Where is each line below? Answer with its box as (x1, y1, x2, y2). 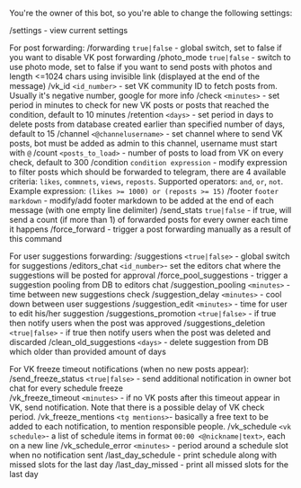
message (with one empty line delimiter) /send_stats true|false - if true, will (9, 205, 292, 215)
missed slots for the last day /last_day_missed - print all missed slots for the (9, 459, 289, 470)
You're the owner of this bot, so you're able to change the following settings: (9, 8, 293, 18)
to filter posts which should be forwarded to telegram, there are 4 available (9, 166, 287, 177)
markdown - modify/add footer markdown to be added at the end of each (9, 195, 274, 206)
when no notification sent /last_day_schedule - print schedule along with (9, 449, 277, 460)
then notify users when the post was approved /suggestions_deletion (9, 318, 266, 328)
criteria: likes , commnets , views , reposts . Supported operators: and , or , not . (9, 176, 284, 187)
